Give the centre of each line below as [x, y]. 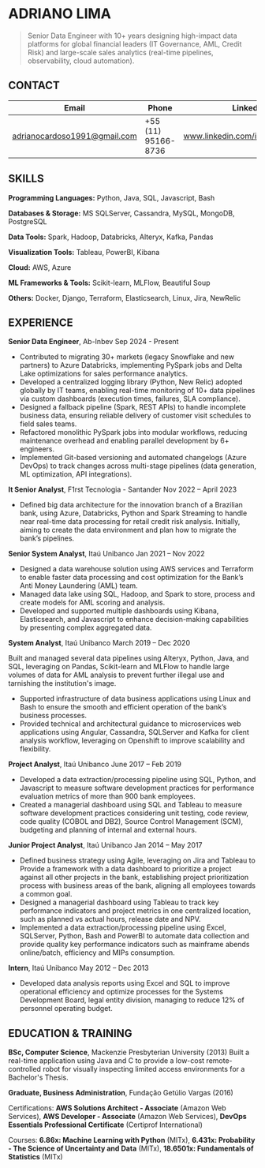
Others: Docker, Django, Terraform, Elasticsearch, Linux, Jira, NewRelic [125, 298]
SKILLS [26, 179]
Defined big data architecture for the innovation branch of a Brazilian [131, 505]
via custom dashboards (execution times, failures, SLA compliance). [130, 399]
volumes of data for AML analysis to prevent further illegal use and [116, 675]
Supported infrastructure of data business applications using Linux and [135, 698]
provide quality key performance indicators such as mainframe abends [134, 945]
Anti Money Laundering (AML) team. [78, 586]
